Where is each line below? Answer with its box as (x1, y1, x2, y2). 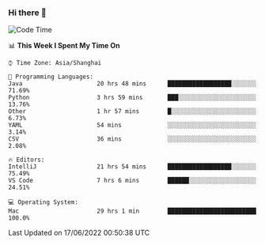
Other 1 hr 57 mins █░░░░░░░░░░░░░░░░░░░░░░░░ (8, 107, 257, 115)
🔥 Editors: (8, 156, 45, 164)
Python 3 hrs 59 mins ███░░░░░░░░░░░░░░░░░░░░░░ (8, 94, 257, 102)
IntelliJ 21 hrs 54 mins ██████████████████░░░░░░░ (8, 163, 257, 171)
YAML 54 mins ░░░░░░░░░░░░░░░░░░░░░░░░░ (8, 122, 257, 130)
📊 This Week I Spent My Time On (8, 41, 120, 51)
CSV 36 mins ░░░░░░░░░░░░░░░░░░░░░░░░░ (8, 135, 257, 143)
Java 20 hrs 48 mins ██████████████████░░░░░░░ (8, 80, 257, 88)
